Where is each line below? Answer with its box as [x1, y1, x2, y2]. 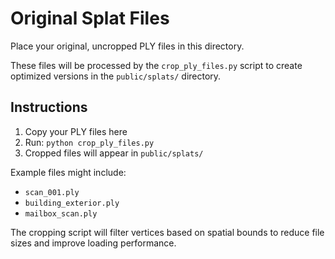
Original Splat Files [10, 7, 170, 30]
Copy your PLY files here [24, 125, 128, 137]
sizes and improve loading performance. [10, 237, 177, 249]
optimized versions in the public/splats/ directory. [10, 70, 222, 82]
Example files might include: [10, 166, 127, 178]
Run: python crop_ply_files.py [24, 136, 155, 148]
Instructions [10, 99, 88, 116]
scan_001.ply [24, 187, 80, 197]
